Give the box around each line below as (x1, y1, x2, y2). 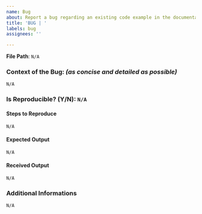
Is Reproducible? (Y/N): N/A (6, 95, 87, 104)
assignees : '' (6, 31, 42, 37)
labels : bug (6, 25, 36, 32)
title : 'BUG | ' (6, 20, 47, 26)
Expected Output (6, 136, 50, 143)
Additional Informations (6, 189, 77, 197)
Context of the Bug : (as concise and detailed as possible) (6, 68, 177, 76)
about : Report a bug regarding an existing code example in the (6, 14, 171, 20)
